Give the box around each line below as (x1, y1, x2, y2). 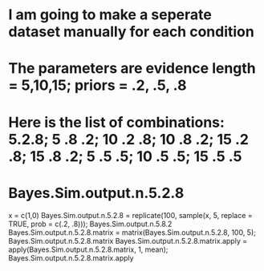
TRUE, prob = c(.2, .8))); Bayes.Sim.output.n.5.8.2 (8, 219, 173, 229)
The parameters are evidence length (8, 59, 257, 78)
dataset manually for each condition (8, 22, 254, 41)
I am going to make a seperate (8, 6, 213, 24)
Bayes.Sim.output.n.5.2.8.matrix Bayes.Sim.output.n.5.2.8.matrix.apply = (8, 236, 247, 245)
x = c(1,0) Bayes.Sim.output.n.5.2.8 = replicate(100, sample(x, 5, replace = (8, 210, 253, 220)
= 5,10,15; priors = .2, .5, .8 (8, 76, 187, 95)
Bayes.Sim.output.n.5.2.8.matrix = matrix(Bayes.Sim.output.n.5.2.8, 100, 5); (8, 227, 257, 237)
